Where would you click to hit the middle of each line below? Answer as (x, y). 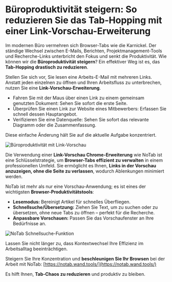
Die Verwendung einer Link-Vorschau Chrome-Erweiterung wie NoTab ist (84, 155)
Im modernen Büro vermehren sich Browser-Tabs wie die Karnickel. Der (81, 45)
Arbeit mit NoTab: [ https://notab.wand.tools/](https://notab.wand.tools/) (81, 264)
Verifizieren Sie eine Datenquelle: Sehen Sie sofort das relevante (81, 119)
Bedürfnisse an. (29, 223)
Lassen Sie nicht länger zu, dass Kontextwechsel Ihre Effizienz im (74, 243)
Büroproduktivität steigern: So (71, 9)
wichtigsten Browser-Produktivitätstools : (50, 192)
